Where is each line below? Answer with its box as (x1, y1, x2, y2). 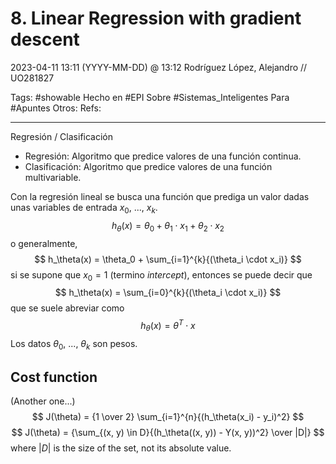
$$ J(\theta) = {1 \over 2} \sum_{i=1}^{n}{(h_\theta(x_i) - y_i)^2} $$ (31, 411, 305, 423)
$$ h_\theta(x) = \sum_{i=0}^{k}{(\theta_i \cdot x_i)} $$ (54, 287, 282, 299)
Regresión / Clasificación (10, 130, 114, 142)
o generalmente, (10, 237, 78, 249)
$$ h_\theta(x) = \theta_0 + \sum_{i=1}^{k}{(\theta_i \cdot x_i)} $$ (34, 253, 302, 265)
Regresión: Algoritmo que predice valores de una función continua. (24, 150, 302, 162)
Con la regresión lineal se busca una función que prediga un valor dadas (10, 190, 310, 202)
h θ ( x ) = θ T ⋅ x (140, 318, 196, 334)
